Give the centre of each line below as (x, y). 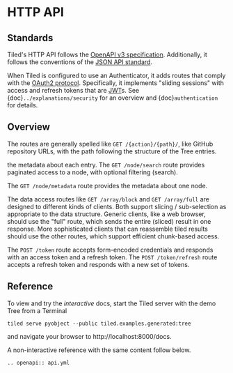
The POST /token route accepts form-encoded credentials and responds (110, 250)
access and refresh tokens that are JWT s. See (73, 90)
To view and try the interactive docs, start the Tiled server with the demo (112, 303)
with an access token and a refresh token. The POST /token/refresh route (112, 257)
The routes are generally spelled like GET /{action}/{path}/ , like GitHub (110, 144)
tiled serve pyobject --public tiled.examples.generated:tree (99, 323)
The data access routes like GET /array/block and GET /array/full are (109, 199)
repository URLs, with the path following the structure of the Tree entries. (112, 151)
